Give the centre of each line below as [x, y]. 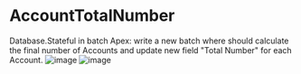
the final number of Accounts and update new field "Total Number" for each [150, 50]
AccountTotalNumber [92, 16]
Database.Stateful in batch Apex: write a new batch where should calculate [149, 41]
